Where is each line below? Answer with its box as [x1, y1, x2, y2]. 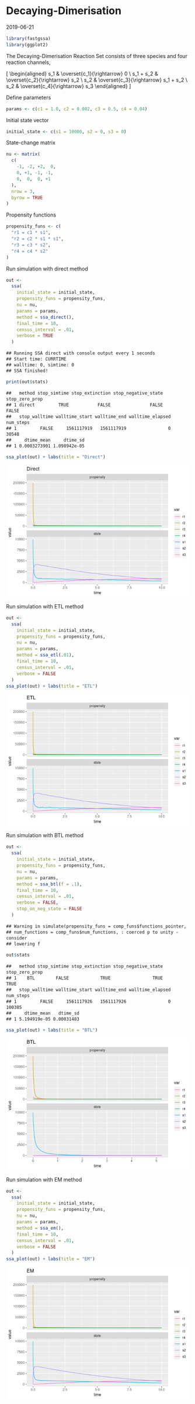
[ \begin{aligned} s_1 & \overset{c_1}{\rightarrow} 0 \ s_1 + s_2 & [6, 70, 159, 77]
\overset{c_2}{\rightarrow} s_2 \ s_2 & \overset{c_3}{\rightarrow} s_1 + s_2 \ [6, 76, 188, 83]
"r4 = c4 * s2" [11, 248, 48, 254]
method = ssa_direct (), [16, 314, 75, 320]
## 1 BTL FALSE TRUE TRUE [6, 975, 163, 981]
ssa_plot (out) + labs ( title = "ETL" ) [6, 683, 98, 689]
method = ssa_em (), [16, 1225, 64, 1231]
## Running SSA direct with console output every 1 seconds [6, 350, 156, 356]
